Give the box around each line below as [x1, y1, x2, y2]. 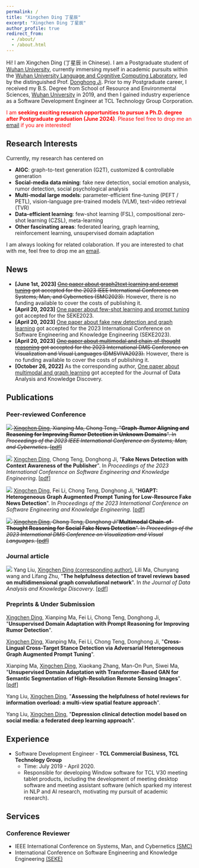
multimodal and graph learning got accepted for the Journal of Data [14, 369, 181, 376]
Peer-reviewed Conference [6, 410, 86, 419]
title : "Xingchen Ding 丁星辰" [6, 14, 81, 20]
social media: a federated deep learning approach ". [6, 717, 135, 724]
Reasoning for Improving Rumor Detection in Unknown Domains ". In [6, 431, 176, 438]
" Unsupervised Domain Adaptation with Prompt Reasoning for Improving [6, 620, 190, 627]
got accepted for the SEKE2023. [14, 312, 94, 319]
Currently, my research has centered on [6, 154, 104, 161]
